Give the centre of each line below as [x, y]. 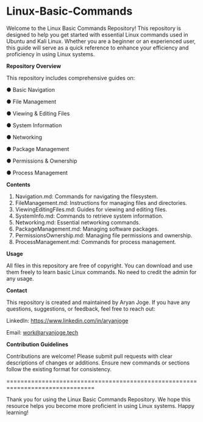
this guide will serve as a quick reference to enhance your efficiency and [98, 48]
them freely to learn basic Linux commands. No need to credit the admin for [101, 272]
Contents [18, 184]
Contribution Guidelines [37, 344]
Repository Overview [34, 66]
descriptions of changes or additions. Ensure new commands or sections [98, 363]
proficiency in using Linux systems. [51, 54]
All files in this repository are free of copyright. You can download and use [100, 265]
